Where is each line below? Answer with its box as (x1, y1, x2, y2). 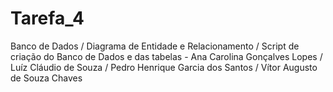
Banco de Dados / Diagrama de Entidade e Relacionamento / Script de (10, 40, 300, 52)
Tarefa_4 (10, 7, 85, 30)
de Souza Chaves (10, 72, 83, 84)
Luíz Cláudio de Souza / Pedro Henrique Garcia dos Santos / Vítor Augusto (10, 61, 318, 73)
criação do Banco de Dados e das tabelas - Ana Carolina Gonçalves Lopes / (10, 50, 323, 62)
